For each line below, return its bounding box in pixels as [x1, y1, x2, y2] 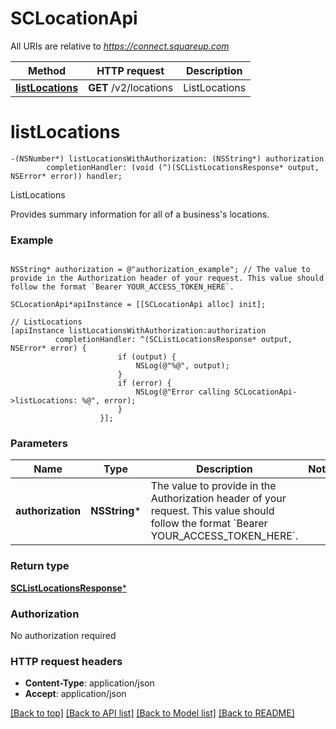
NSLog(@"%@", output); [135, 361, 230, 371]
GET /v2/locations [88, 80, 174, 94]
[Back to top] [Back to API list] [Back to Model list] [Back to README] [10, 707, 295, 719]
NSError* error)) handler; [10, 171, 123, 181]
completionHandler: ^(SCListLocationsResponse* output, [54, 335, 293, 345]
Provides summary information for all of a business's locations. [10, 208, 270, 220]
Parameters [10, 437, 68, 451]
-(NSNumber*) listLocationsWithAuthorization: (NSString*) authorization [10, 153, 325, 164]
